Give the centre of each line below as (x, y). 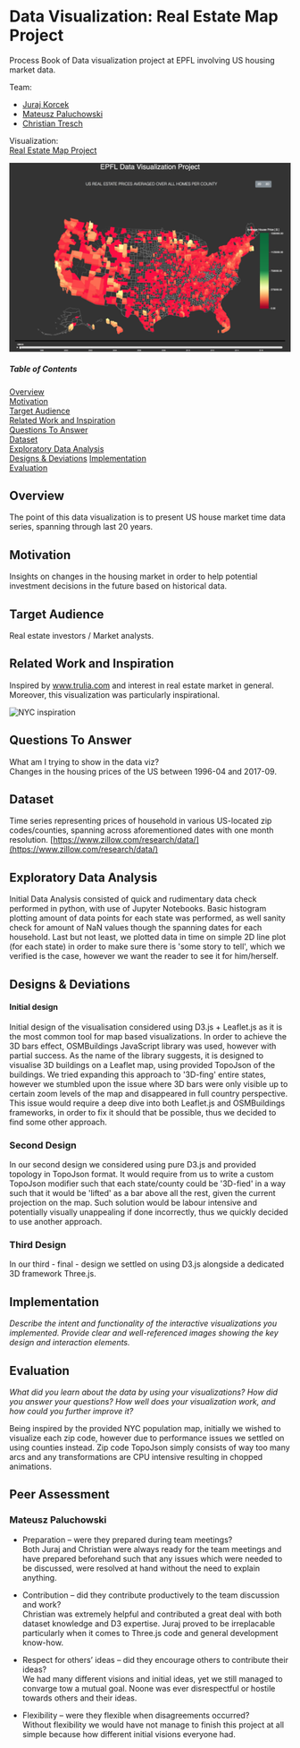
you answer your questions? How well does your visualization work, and (142, 1402)
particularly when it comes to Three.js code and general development (150, 1633)
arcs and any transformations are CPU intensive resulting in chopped (136, 1457)
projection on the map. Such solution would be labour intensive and (133, 1203)
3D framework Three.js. (53, 1274)
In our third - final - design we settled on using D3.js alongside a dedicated (147, 1264)
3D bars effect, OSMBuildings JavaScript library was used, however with (143, 1046)
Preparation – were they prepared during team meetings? (127, 1540)
